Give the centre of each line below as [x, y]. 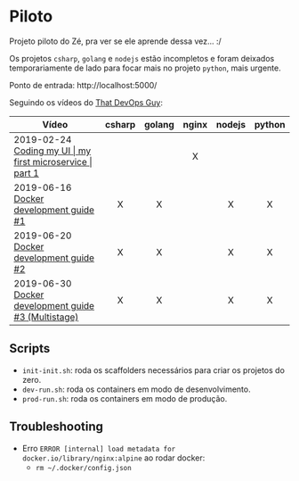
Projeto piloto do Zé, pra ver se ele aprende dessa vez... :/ [116, 41]
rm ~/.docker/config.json [83, 468]
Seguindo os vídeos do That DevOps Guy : [86, 102]
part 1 [27, 173]
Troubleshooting [57, 427]
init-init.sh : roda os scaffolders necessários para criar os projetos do [153, 370]
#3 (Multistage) [46, 317]
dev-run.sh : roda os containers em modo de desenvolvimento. [136, 389]
